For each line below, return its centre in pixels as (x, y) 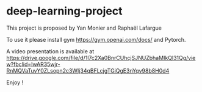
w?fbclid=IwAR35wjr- (33, 64)
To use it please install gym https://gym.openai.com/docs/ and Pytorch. (96, 39)
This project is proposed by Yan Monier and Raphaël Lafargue (84, 28)
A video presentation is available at (50, 51)
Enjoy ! (15, 82)
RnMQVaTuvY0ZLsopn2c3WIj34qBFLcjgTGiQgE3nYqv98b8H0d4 (88, 70)
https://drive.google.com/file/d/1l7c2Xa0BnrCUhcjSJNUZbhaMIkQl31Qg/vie (101, 57)
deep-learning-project (64, 11)
